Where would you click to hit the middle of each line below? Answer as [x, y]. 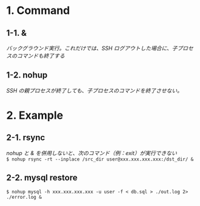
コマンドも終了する [41, 56]
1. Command [38, 11]
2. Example [35, 115]
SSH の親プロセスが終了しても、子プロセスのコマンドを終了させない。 [95, 90]
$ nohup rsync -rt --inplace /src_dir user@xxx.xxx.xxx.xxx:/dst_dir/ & [100, 159]
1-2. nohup [27, 75]
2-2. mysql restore [42, 178]
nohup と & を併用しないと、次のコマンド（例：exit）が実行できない [92, 153]
